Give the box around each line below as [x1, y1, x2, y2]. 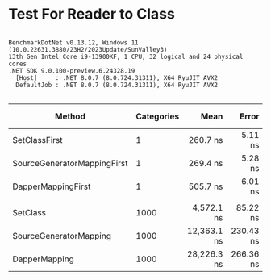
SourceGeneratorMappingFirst [12, 157, 128, 169]
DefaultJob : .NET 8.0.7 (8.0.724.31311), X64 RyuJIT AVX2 [15, 81, 219, 89]
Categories [135, 111, 180, 122]
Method [55, 111, 86, 122]
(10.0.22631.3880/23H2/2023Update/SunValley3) [8, 45, 168, 53]
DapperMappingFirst [12, 181, 91, 192]
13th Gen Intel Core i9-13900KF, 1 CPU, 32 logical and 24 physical [8, 52, 244, 61]
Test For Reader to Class [8, 5, 175, 23]
